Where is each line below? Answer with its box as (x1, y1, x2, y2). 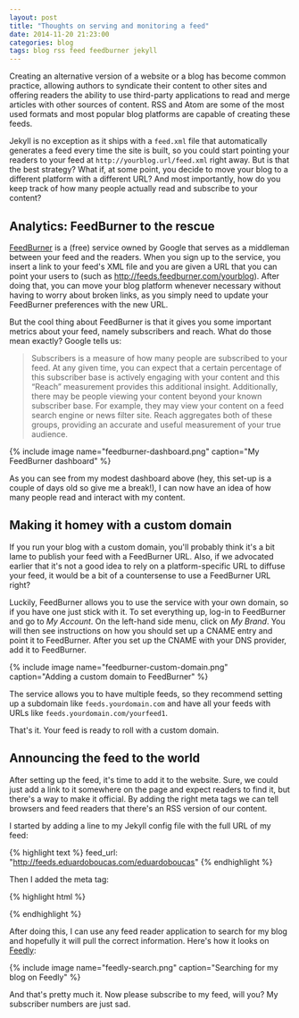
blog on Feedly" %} (9, 972, 81, 982)
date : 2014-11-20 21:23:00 (9, 29, 110, 38)
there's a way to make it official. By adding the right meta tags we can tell (9, 793, 279, 804)
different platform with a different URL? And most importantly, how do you (9, 173, 281, 184)
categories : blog (9, 38, 74, 47)
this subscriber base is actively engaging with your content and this (30, 372, 280, 383)
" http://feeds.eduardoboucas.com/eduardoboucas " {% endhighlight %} (9, 856, 274, 867)
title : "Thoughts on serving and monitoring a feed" (9, 21, 210, 30)
